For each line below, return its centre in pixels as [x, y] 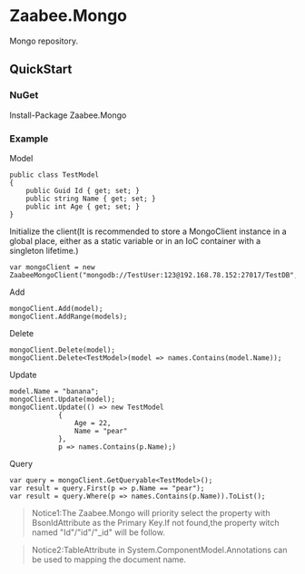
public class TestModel [54, 175]
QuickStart [41, 69]
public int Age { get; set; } [83, 206]
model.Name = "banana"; [54, 391]
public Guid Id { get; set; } [83, 190]
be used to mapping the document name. [109, 559]
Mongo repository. [44, 41]
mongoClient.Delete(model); [63, 350]
